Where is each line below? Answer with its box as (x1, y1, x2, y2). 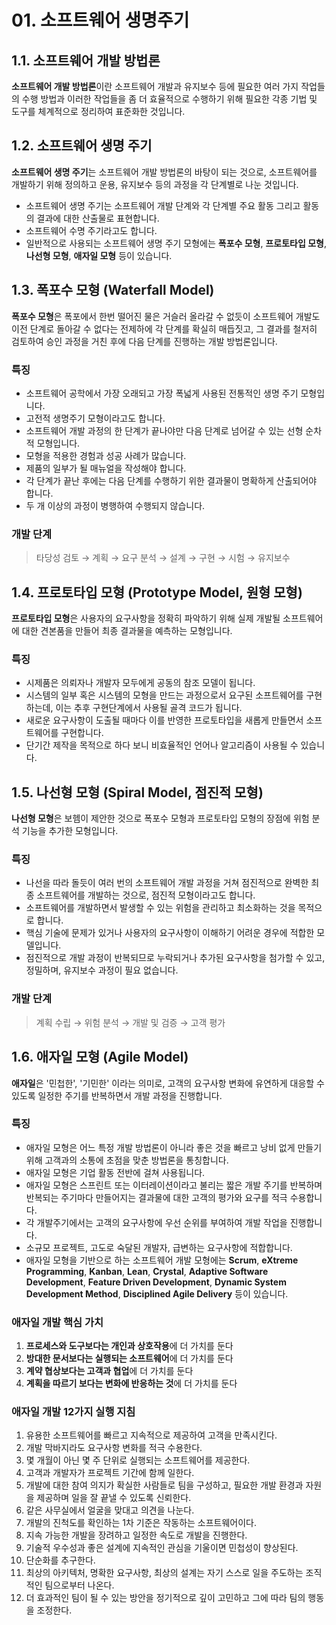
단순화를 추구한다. (25, 1554, 96, 1566)
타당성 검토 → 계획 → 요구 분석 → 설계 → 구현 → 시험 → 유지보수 (35, 552, 291, 564)
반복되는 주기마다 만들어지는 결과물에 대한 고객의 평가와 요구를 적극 (25, 1191, 288, 1203)
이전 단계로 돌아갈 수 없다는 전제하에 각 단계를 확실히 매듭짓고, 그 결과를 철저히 (11, 322, 318, 335)
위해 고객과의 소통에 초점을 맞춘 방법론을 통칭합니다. (25, 1154, 229, 1166)
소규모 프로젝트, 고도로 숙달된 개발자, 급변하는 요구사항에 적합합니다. (25, 1241, 293, 1253)
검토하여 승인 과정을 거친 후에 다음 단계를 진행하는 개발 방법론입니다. (11, 335, 278, 347)
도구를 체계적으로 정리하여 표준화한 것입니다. (11, 106, 186, 117)
